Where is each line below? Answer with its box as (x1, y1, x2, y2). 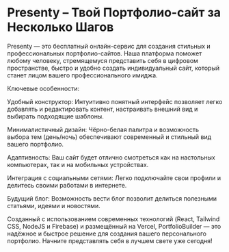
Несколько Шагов (7, 19, 114, 35)
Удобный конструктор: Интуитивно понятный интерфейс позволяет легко (7, 97, 223, 105)
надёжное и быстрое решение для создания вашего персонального (7, 229, 207, 238)
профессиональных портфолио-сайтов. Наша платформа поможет (7, 49, 202, 58)
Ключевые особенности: (7, 84, 80, 92)
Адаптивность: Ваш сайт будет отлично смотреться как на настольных (7, 153, 215, 162)
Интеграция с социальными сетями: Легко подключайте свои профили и (7, 173, 221, 182)
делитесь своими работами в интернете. (7, 181, 127, 189)
